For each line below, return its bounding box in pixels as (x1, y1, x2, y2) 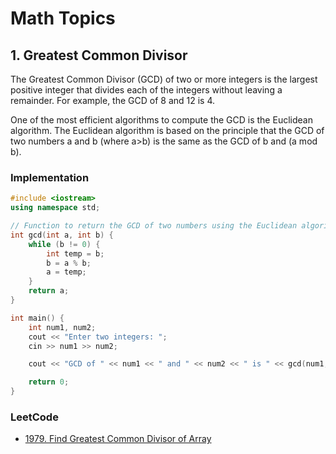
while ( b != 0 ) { (28, 239, 101, 249)
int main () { (10, 313, 65, 323)
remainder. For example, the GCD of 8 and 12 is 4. (10, 95, 216, 106)
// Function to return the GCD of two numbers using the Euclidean (10, 221, 298, 231)
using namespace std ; (10, 203, 101, 213)
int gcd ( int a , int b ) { (10, 230, 114, 240)
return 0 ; (28, 377, 70, 387)
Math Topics (10, 7, 116, 30)
